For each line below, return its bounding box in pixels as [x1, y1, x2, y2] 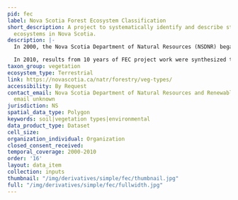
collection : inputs [7, 168, 65, 175]
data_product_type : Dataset [7, 122, 91, 129]
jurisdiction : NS [7, 102, 59, 110]
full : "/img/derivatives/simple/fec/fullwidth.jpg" [7, 182, 163, 189]
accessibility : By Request [7, 82, 87, 89]
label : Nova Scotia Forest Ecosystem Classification [7, 17, 166, 24]
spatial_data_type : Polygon [7, 109, 91, 116]
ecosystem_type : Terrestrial [7, 69, 93, 77]
